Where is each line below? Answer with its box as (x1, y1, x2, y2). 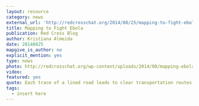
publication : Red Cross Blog (6, 31, 78, 37)
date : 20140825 (6, 42, 44, 48)
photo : (6, 63, 23, 69)
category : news (6, 14, 44, 20)
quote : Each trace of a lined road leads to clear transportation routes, (6, 80, 195, 86)
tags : (6, 85, 20, 91)
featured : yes (6, 74, 41, 80)
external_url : (6, 19, 41, 25)
